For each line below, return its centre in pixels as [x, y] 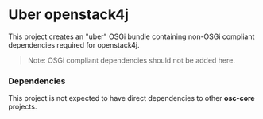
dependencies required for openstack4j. [74, 44]
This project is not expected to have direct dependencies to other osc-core [132, 98]
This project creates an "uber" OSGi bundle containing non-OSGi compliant [131, 36]
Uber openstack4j [69, 15]
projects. [23, 107]
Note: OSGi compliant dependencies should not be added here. [131, 60]
